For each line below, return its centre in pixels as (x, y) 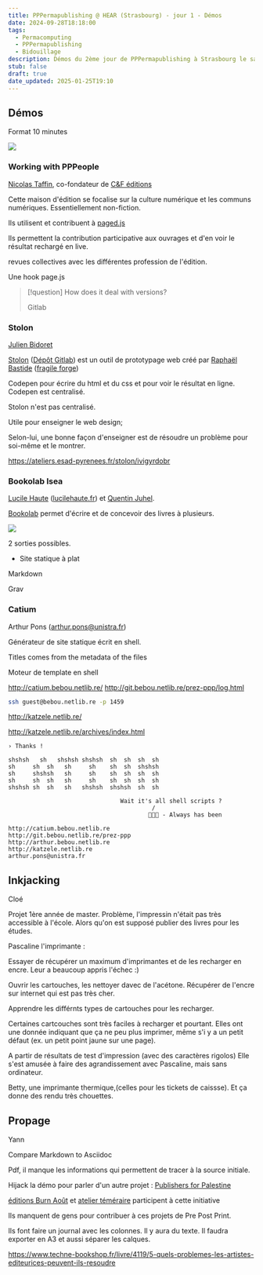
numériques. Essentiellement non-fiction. (74, 207)
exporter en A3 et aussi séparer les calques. (79, 1239)
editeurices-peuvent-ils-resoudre (62, 1262)
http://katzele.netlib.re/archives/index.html (77, 732)
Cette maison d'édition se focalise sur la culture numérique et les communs (130, 199)
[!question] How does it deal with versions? (97, 292)
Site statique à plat (49, 559)
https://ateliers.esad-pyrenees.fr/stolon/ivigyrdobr (89, 461)
